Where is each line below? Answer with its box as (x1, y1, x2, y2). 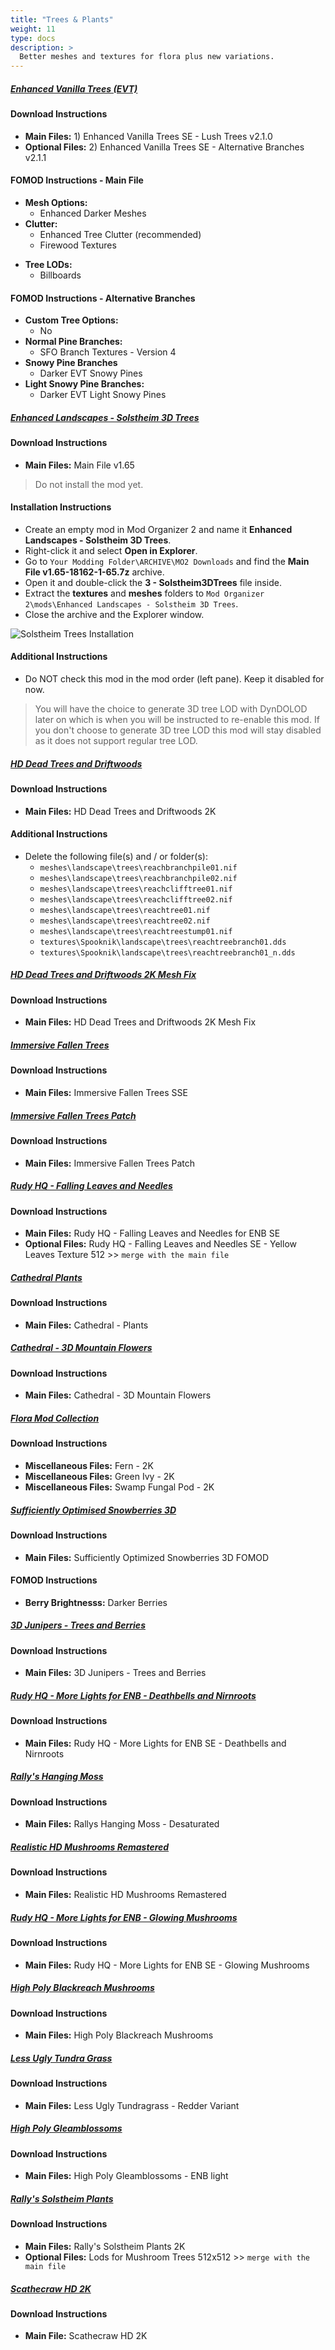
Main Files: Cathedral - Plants (24, 1319, 149, 1331)
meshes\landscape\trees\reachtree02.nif (39, 916, 211, 926)
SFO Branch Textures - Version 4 (39, 346, 177, 358)
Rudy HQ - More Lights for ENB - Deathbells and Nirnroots (10, 1689, 257, 1701)
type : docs (10, 33, 56, 43)
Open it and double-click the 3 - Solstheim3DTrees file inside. (24, 576, 282, 588)
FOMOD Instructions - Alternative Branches (10, 292, 196, 304)
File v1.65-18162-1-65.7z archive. (24, 566, 165, 578)
